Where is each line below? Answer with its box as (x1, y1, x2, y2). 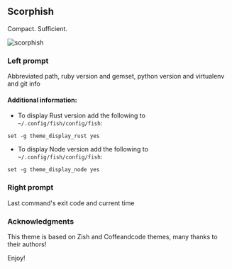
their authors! (7, 240, 47, 248)
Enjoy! (7, 253, 26, 262)
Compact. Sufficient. (7, 24, 67, 33)
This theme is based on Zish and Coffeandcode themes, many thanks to (7, 232, 218, 241)
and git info (7, 79, 40, 88)
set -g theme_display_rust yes (7, 132, 100, 140)
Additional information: (7, 96, 78, 104)
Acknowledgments (7, 216, 74, 226)
